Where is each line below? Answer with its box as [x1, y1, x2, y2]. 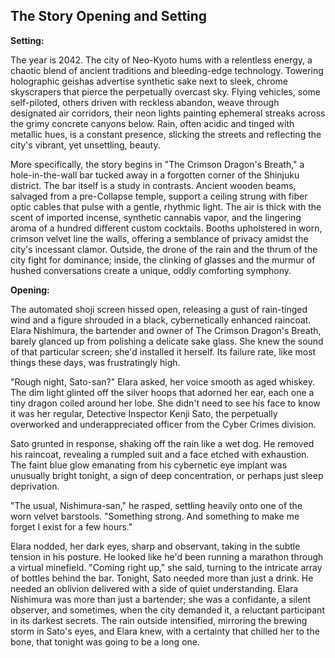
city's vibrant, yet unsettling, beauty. [10, 139, 161, 151]
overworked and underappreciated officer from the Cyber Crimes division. [10, 418, 317, 430]
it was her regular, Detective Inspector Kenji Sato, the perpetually [10, 407, 278, 419]
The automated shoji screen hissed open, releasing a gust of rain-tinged [10, 303, 308, 315]
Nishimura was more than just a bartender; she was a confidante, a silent [10, 593, 312, 605]
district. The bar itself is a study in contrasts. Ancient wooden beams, [10, 179, 297, 191]
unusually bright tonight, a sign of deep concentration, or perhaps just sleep [10, 469, 324, 481]
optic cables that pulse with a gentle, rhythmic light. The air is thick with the [10, 200, 322, 213]
